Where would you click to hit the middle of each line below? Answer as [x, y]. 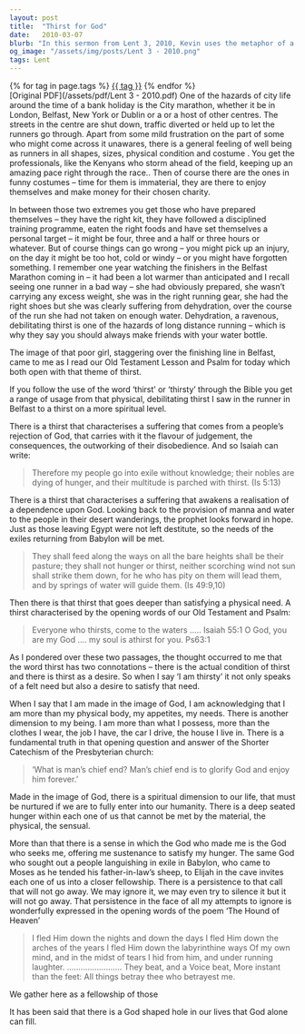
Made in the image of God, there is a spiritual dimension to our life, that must [152, 797]
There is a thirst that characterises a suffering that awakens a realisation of [149, 500]
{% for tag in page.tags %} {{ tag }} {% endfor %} [103, 86]
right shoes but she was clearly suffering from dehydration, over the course [151, 306]
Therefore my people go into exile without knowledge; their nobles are [163, 473]
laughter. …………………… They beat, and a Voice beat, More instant [156, 967]
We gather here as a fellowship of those [84, 994]
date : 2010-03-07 [46, 34]
